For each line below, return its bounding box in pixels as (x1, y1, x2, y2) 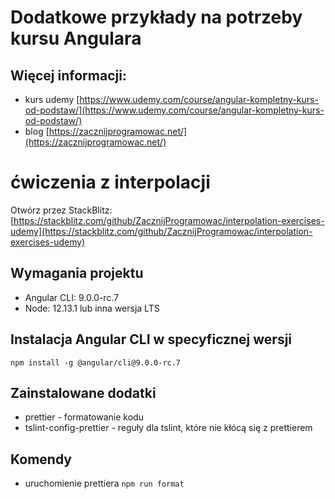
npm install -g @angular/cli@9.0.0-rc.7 (10, 357, 182, 368)
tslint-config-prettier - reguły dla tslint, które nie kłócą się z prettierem (24, 422, 313, 434)
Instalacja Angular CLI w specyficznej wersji (10, 331, 293, 348)
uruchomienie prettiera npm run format (24, 477, 185, 490)
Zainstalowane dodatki (10, 384, 157, 401)
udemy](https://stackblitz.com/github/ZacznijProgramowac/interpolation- (10, 225, 313, 237)
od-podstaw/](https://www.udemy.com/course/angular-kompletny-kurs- (24, 104, 325, 116)
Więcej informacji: (10, 67, 127, 84)
